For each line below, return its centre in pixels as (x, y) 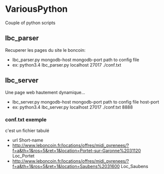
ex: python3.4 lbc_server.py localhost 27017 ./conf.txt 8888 (72, 107)
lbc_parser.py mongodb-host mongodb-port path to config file (76, 60)
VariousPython (36, 9)
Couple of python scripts (30, 23)
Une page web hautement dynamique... (45, 92)
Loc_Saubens (135, 166)
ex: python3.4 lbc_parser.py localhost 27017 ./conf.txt (67, 65)
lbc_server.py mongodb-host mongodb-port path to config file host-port (85, 102)
